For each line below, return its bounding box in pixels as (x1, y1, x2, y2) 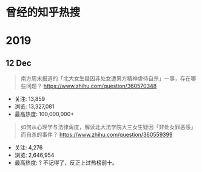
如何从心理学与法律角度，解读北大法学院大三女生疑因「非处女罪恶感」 (20, 123, 197, 131)
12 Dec (5, 58, 32, 68)
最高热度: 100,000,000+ (14, 111, 75, 118)
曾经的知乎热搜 (5, 5, 81, 19)
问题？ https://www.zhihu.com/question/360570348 (25, 83, 157, 90)
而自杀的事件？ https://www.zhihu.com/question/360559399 (20, 131, 173, 139)
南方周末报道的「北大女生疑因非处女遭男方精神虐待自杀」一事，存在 (20, 75, 191, 82)
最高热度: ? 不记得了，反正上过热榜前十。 (14, 159, 118, 167)
